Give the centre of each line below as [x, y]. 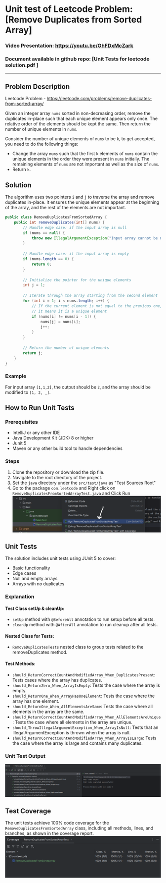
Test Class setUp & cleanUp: [35, 608]
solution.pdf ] [22, 65]
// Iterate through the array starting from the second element [90, 296]
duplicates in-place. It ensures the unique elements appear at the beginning [82, 202]
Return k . [21, 169]
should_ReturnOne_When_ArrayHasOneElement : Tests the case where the [83, 696]
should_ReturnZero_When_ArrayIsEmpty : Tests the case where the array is [86, 685]
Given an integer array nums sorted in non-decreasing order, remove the [78, 113]
